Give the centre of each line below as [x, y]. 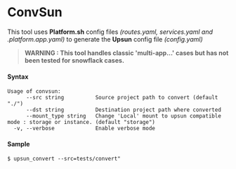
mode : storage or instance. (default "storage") [81, 123]
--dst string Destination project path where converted [123, 110]
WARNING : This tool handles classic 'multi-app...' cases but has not [126, 53]
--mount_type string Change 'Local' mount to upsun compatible [123, 116]
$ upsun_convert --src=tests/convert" [64, 159]
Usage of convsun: [34, 92]
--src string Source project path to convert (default [122, 98]
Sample [19, 144]
